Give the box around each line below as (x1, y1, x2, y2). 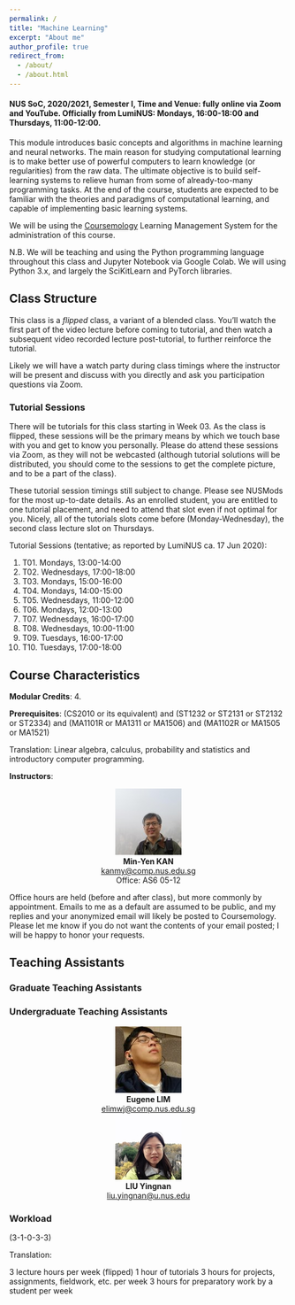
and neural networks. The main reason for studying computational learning (9, 147, 282, 158)
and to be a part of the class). (9, 468, 117, 479)
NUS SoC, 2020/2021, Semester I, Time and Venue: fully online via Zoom (9, 98, 282, 110)
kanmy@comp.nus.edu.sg (101, 866, 196, 876)
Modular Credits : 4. (9, 691, 82, 701)
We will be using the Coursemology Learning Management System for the (9, 220, 278, 231)
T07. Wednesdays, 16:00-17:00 (21, 614, 134, 624)
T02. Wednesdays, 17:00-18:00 (21, 567, 136, 577)
